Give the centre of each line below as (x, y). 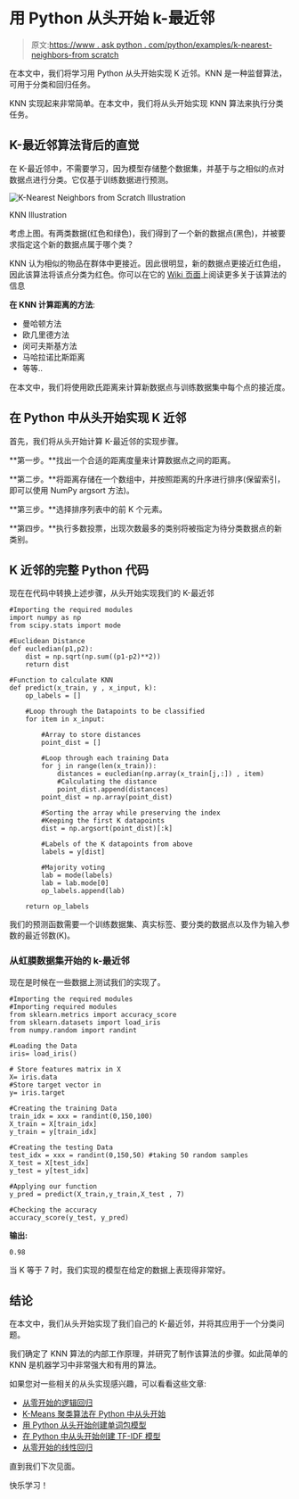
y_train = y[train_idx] (53, 1131)
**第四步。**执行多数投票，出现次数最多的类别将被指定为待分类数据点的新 (146, 528)
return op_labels (57, 907)
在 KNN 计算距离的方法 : (53, 304)
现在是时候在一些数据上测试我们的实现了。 (87, 981)
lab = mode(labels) (77, 875)
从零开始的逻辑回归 (57, 1403)
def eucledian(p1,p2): (51, 649)
